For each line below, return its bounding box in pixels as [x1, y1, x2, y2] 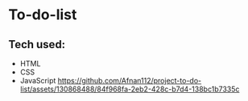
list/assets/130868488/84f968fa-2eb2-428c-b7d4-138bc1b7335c [19, 84, 240, 94]
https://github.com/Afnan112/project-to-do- [57, 76, 202, 85]
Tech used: [8, 38, 66, 51]
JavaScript [19, 76, 56, 85]
